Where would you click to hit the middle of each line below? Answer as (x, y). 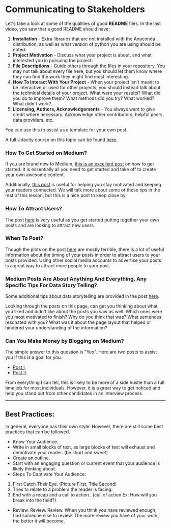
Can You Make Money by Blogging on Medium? (65, 341)
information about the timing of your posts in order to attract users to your (83, 255)
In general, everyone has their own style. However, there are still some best (84, 427)
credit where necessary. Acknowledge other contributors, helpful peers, (88, 114)
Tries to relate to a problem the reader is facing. (63, 489)
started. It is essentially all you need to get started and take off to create (81, 170)
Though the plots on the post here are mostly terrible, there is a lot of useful (85, 249)
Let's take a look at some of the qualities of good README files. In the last (83, 23)
